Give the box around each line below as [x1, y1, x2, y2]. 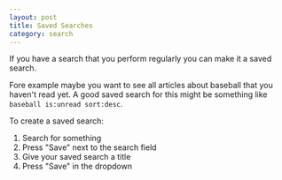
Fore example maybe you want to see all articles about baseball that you [9, 80, 273, 91]
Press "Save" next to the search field [21, 142, 157, 153]
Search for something [21, 133, 102, 144]
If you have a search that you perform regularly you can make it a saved [9, 54, 272, 64]
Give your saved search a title [21, 152, 131, 162]
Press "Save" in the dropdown [21, 161, 133, 172]
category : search [9, 29, 74, 38]
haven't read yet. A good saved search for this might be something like [9, 89, 268, 100]
